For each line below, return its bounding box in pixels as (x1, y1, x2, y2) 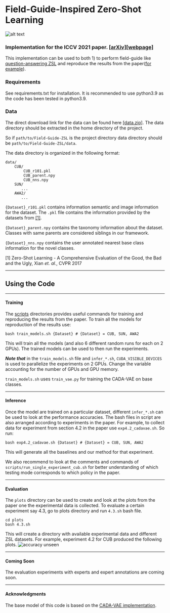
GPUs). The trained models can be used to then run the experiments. (5, 345, 149, 352)
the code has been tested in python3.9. (5, 95, 87, 102)
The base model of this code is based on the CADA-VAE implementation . (5, 602, 157, 608)
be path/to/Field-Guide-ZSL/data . (5, 140, 77, 146)
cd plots (5, 517, 24, 523)
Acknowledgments (5, 591, 47, 597)
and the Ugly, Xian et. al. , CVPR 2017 (5, 260, 82, 266)
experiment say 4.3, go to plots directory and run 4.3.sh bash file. (5, 508, 143, 514)
